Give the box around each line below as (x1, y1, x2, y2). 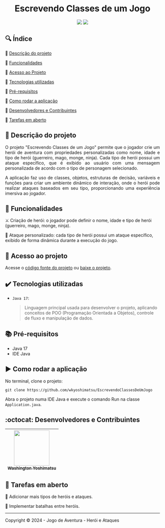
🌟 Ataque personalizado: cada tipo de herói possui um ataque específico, (5, 232, 154, 238)
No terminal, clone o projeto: (5, 378, 63, 384)
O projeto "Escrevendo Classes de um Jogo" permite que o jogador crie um (5, 144, 160, 150)
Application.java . (5, 401, 42, 407)
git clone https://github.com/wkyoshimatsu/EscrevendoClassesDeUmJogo (5, 387, 153, 392)
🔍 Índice (5, 35, 32, 43)
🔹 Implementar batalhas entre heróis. (5, 503, 80, 509)
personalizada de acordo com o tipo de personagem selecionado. (5, 165, 138, 171)
